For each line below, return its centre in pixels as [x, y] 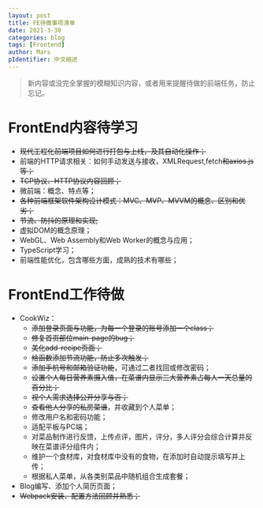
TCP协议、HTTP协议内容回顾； [70, 181]
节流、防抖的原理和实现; [59, 220]
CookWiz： [38, 318]
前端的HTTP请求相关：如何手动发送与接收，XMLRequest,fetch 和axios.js [137, 161]
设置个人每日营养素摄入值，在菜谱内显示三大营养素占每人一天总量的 [142, 377]
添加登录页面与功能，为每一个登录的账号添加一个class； [122, 328]
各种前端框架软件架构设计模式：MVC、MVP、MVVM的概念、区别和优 [132, 200]
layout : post [30, 15]
